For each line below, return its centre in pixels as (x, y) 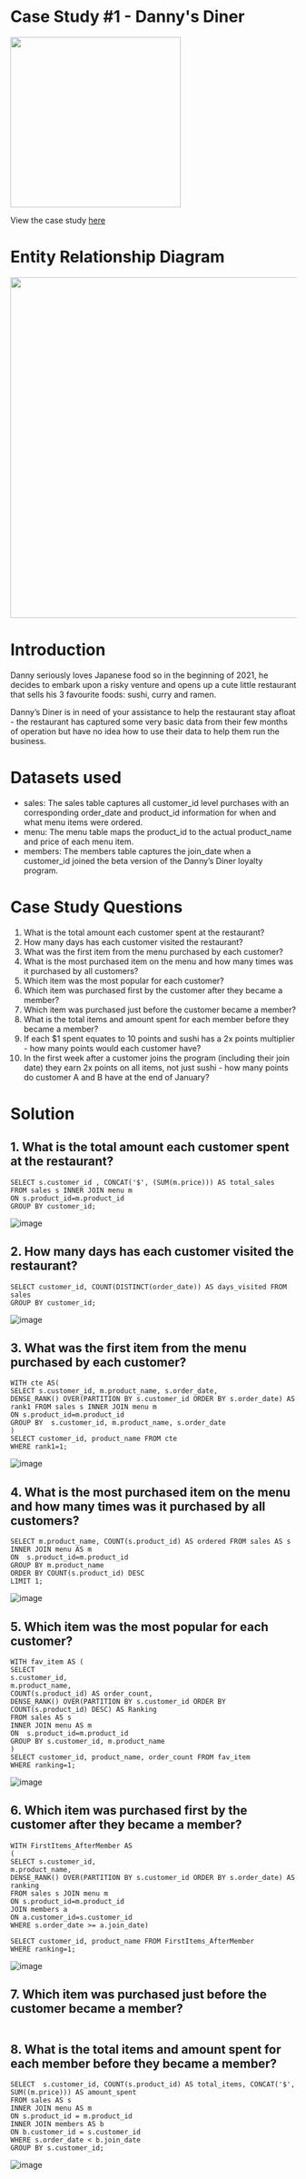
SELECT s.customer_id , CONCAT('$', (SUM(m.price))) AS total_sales (143, 1182)
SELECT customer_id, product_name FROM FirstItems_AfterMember (133, 1941)
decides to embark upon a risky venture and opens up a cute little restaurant (153, 684)
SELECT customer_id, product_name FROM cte (94, 1439)
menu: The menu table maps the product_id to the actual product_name (158, 831)
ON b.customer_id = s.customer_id (76, 2133)
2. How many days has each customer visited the (152, 1252)
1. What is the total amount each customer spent (150, 1147)
